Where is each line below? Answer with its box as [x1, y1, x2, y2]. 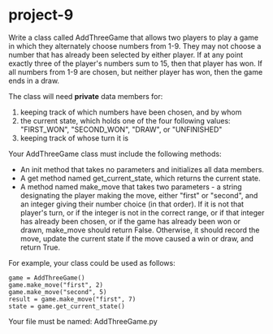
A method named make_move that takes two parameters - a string [19, 181, 242, 192]
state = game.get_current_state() [8, 302, 126, 310]
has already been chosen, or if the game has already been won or [19, 216, 241, 226]
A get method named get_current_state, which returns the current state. [19, 173, 262, 183]
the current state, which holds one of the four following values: [19, 115, 231, 125]
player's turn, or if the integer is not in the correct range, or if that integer [19, 207, 265, 217]
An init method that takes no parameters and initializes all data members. [19, 164, 264, 174]
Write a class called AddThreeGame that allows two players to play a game [8, 33, 258, 42]
